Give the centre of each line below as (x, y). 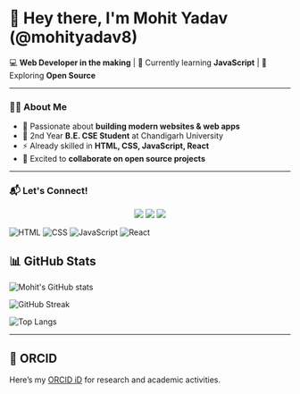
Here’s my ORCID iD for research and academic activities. (115, 380)
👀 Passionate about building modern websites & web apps (131, 126)
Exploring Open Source (53, 75)
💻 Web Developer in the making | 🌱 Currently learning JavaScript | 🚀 (138, 63)
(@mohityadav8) (74, 37)
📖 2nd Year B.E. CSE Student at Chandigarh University (123, 136)
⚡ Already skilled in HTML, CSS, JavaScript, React (116, 146)
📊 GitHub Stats (53, 261)
